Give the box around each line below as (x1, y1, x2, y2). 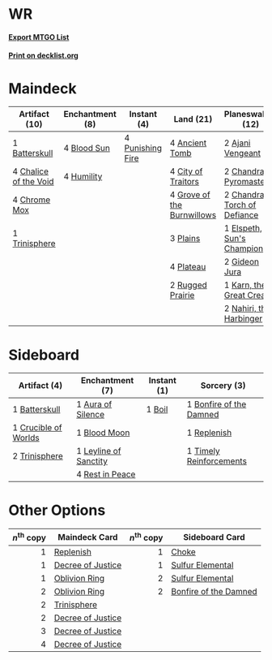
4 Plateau (169, 261, 206, 273)
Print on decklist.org (8, 50, 79, 61)
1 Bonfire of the (186, 399, 247, 410)
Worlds (12, 432, 40, 443)
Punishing (124, 143, 163, 154)
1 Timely (186, 446, 220, 457)
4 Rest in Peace (76, 468, 136, 480)
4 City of (169, 166, 203, 177)
